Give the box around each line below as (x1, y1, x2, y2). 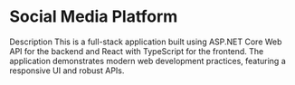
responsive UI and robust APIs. (9, 65, 125, 76)
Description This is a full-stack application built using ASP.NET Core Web (9, 36, 282, 47)
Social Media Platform (9, 6, 178, 27)
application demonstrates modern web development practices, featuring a (9, 55, 287, 66)
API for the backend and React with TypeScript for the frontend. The (9, 45, 264, 56)
